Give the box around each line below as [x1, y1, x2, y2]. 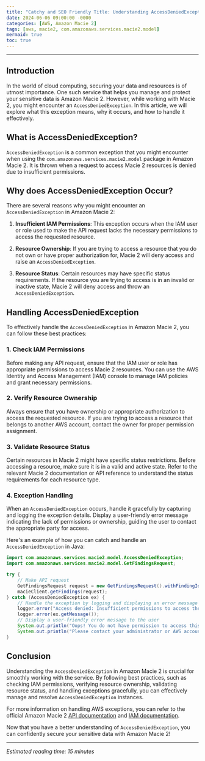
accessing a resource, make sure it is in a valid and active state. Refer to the [6, 463, 198, 470]
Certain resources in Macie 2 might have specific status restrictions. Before [6, 456, 196, 464]
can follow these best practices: [6, 330, 87, 337]
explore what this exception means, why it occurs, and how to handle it [6, 108, 185, 115]
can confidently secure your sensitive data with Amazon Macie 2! [6, 730, 171, 737]
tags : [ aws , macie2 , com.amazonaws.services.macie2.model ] [6, 26, 160, 32]
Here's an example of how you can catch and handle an [6, 536, 146, 544]
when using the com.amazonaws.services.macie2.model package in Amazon [6, 155, 193, 162]
